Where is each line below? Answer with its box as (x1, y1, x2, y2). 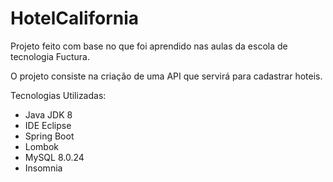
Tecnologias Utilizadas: (10, 89, 107, 101)
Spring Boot (24, 130, 75, 142)
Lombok (24, 140, 60, 152)
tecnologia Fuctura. (10, 50, 90, 62)
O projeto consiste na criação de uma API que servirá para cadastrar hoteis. (10, 70, 323, 82)
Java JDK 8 (24, 108, 73, 121)
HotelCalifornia (10, 7, 140, 30)
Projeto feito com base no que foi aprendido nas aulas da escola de (10, 40, 288, 52)
